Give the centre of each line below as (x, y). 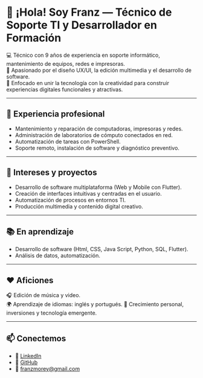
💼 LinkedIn (28, 356)
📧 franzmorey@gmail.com (47, 369)
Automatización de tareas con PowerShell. (68, 141)
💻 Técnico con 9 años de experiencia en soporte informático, (83, 55)
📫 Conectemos (36, 338)
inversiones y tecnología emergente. (52, 313)
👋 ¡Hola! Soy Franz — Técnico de (89, 12)
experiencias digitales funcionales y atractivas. (65, 89)
